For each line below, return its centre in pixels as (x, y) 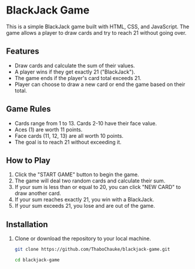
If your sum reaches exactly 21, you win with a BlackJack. (84, 200)
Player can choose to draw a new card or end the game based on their (100, 84)
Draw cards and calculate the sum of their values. (75, 65)
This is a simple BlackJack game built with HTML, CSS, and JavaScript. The (98, 26)
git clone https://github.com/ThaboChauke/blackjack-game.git (92, 250)
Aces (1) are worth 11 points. (48, 129)
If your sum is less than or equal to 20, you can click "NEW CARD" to (97, 187)
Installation (27, 224)
